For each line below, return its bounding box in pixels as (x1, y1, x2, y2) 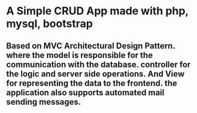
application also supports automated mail (6, 87, 165, 97)
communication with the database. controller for (6, 59, 191, 69)
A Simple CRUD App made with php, (6, 4, 189, 18)
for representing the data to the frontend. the (6, 78, 178, 88)
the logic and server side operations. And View (6, 69, 185, 79)
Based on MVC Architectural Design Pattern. (6, 41, 175, 51)
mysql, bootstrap (6, 17, 93, 30)
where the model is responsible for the (6, 50, 153, 60)
